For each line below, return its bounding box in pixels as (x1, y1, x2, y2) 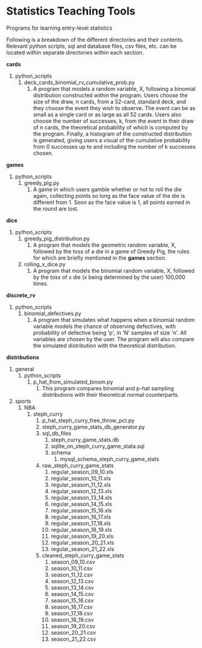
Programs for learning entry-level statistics (6, 24, 113, 31)
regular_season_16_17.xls (51, 513, 112, 520)
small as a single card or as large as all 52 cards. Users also (33, 111, 182, 118)
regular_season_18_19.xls (51, 526, 113, 533)
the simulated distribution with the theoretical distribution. (33, 342, 177, 349)
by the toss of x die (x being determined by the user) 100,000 (33, 273, 186, 281)
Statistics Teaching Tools (6, 4, 136, 18)
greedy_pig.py (24, 179, 60, 186)
